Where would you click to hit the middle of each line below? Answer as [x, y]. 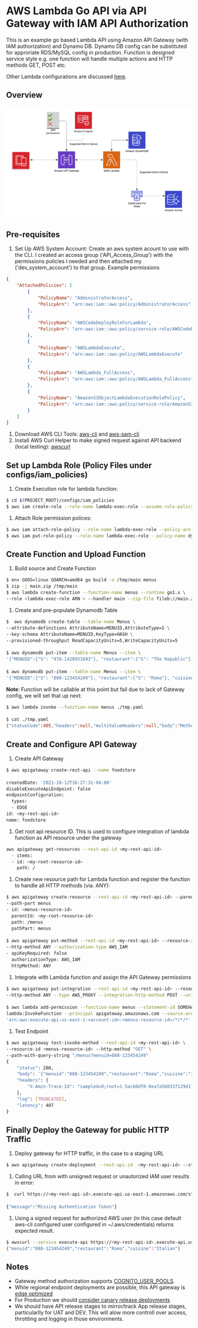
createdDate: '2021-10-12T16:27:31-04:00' [59, 783]
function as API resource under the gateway [68, 837]
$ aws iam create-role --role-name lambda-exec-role [72, 507]
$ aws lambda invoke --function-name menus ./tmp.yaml [75, 707]
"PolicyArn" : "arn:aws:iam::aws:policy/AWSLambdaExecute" [110, 354]
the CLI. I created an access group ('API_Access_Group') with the [94, 255]
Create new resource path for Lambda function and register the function [102, 879]
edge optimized [34, 1294]
